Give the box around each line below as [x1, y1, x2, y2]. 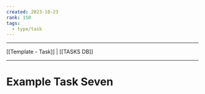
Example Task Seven [6, 75, 113, 89]
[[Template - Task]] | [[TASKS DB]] [6, 48, 93, 55]
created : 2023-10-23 [6, 8, 59, 15]
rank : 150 [6, 15, 32, 21]
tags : [6, 20, 20, 26]
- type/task [12, 25, 43, 32]
